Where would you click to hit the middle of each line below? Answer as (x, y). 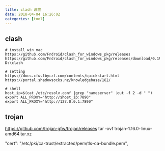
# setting (15, 72)
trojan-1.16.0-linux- (133, 129)
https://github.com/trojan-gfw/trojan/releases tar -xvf (59, 129)
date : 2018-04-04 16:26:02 (33, 14)
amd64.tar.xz (18, 134)
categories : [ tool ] (25, 19)
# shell (13, 89)
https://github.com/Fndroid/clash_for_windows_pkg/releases (68, 55)
